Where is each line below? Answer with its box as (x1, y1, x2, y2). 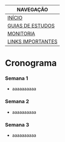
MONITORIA (7, 30, 35, 37)
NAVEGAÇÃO (16, 6, 49, 13)
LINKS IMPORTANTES (7, 38, 58, 45)
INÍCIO (7, 15, 23, 21)
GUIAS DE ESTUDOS (7, 22, 55, 29)
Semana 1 (5, 75, 28, 82)
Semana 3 (5, 121, 30, 128)
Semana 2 (5, 98, 29, 105)
